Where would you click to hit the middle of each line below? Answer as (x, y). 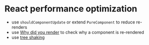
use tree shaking (28, 37)
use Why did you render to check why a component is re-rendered (78, 32)
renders (19, 27)
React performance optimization (71, 9)
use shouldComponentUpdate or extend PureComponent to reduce (73, 22)
